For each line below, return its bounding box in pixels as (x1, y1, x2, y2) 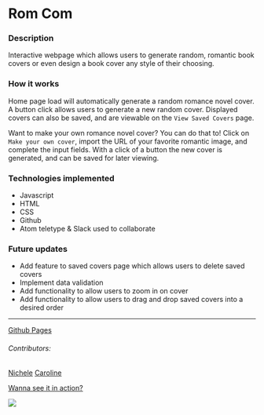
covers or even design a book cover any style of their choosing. (8, 59, 214, 68)
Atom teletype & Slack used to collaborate (19, 224, 156, 234)
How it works (8, 78, 60, 89)
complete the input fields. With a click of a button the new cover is (8, 144, 222, 154)
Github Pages (8, 326, 53, 335)
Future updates (8, 244, 68, 254)
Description (8, 33, 54, 44)
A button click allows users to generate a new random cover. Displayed (8, 104, 238, 114)
